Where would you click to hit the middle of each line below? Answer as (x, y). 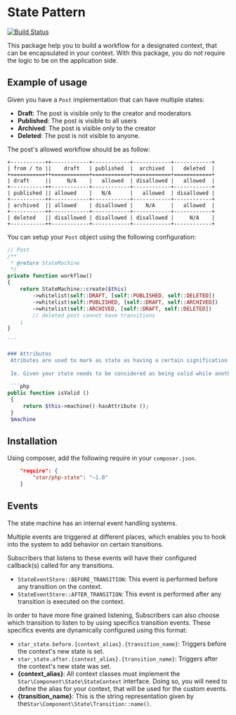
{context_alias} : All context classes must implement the (99, 673)
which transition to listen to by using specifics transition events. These (109, 622)
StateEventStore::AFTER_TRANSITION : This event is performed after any (119, 594)
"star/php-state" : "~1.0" (71, 478)
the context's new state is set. (61, 651)
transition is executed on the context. (71, 601)
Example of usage (47, 83)
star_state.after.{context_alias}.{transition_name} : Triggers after (118, 659)
